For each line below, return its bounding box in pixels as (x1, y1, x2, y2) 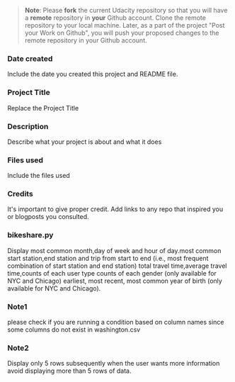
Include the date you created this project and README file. (7, 70, 178, 79)
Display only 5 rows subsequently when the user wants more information (7, 359, 220, 368)
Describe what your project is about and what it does (7, 137, 162, 146)
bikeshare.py (7, 230, 54, 240)
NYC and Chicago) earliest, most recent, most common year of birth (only (7, 276, 223, 285)
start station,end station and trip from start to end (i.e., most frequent (7, 254, 209, 262)
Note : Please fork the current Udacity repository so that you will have (24, 6, 228, 14)
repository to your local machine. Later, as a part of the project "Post (24, 21, 225, 29)
